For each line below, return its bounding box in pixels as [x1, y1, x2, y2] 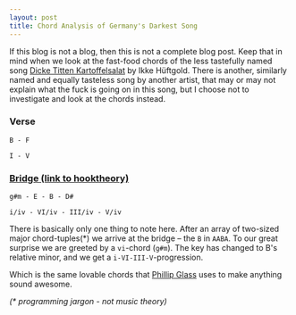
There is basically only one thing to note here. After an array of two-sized [9, 224, 280, 235]
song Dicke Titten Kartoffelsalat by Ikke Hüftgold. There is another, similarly [9, 64, 288, 76]
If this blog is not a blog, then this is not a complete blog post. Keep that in [9, 46, 283, 56]
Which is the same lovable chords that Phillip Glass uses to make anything [9, 269, 283, 280]
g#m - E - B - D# [9, 193, 74, 202]
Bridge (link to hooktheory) [9, 171, 130, 184]
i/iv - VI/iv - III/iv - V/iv [9, 208, 123, 217]
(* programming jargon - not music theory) [9, 296, 167, 307]
